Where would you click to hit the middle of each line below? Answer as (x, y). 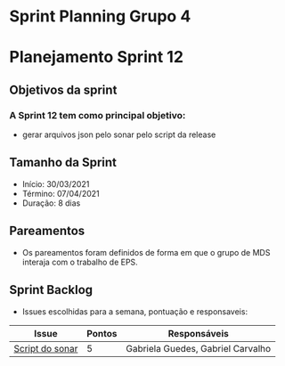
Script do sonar (46, 348)
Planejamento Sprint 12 (97, 57)
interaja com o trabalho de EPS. (80, 262)
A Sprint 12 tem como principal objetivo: (98, 115)
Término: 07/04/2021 (61, 193)
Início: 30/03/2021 (56, 183)
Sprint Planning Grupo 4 (100, 16)
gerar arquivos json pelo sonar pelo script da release (119, 134)
